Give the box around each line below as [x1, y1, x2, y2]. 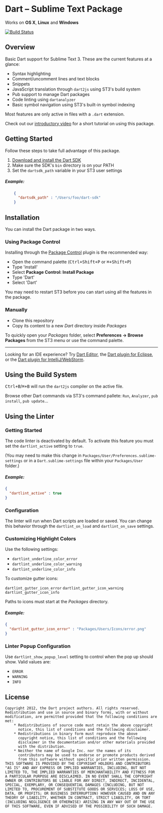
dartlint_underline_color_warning [12, 562, 82, 567]
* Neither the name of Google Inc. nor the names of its [14, 748, 131, 753]
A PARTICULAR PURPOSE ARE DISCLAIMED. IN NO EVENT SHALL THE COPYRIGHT [5, 774, 153, 779]
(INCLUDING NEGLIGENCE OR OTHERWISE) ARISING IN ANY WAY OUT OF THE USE [5, 799, 155, 804]
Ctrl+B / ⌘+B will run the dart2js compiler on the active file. [5, 383, 124, 389]
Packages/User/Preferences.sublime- [82, 454, 157, 458]
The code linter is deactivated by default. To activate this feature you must [5, 438, 154, 444]
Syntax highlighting [12, 71, 51, 76]
